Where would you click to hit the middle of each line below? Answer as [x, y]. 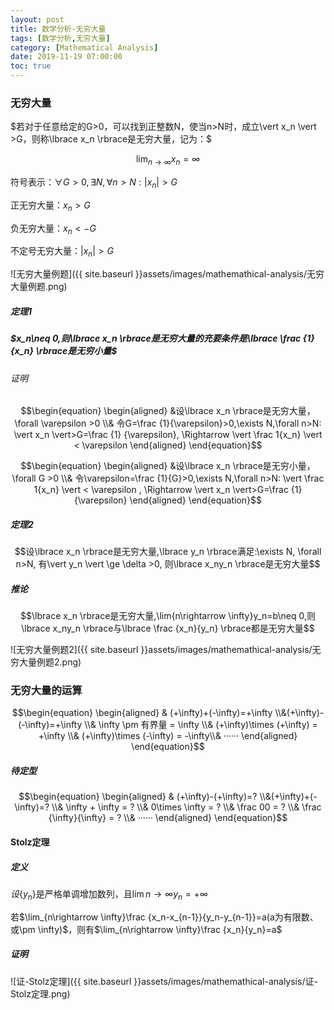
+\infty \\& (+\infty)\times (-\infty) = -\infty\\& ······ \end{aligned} [168, 736]
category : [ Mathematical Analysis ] [84, 47]
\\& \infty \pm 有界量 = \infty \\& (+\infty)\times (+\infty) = [201, 725]
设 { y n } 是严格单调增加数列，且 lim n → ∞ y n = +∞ [109, 895]
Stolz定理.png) [40, 993]
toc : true [31, 66]
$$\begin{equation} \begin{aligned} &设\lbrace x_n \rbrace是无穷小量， [168, 466]
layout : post [37, 19]
